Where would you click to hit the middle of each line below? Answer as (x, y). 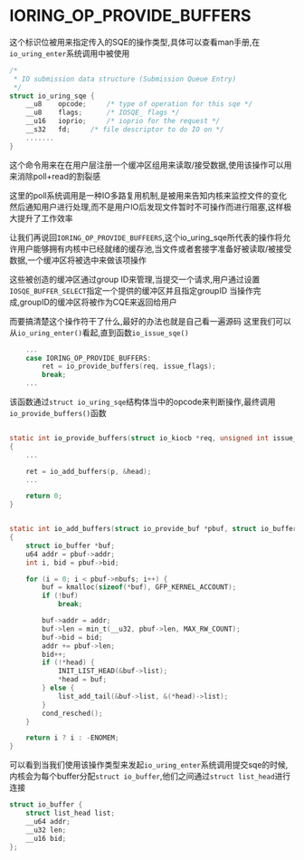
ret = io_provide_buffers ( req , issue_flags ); (129, 367)
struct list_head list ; (71, 813)
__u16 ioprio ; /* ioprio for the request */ (123, 121)
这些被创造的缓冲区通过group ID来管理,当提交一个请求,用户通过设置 (135, 279)
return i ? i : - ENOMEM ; (72, 738)
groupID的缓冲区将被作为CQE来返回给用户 (99, 302)
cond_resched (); (72, 713)
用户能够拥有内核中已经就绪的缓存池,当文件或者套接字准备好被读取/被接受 (154, 248)
